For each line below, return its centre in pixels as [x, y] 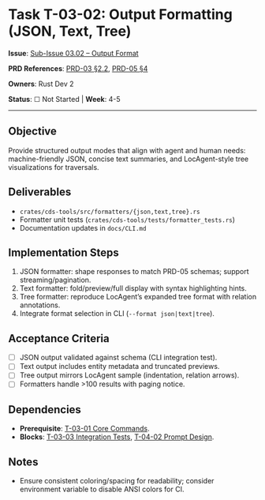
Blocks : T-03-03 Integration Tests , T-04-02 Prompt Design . [117, 437]
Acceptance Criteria [59, 338]
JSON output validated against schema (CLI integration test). [118, 358]
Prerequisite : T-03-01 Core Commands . [84, 429]
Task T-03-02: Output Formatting [120, 15]
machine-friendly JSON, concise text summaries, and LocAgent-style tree [129, 159]
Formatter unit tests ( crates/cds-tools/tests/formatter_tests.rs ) [127, 220]
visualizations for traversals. [54, 167]
